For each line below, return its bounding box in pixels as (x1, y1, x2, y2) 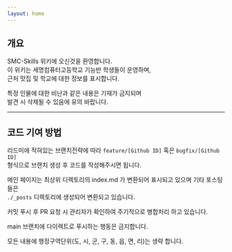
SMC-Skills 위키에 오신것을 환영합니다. (7, 57, 113, 66)
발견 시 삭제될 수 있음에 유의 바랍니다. (7, 98, 108, 106)
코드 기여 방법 (7, 126, 62, 138)
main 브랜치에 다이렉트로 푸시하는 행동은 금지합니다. (7, 222, 148, 231)
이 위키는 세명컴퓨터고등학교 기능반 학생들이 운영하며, (7, 66, 151, 74)
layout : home (7, 10, 45, 17)
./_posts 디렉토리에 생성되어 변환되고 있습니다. (7, 193, 136, 201)
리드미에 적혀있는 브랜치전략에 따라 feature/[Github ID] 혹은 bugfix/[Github (7, 146, 220, 154)
